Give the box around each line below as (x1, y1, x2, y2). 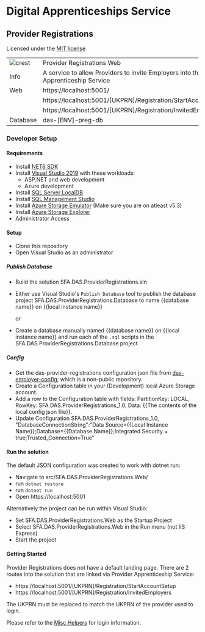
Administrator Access (15, 215, 70, 222)
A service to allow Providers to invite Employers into (42, 68, 191, 77)
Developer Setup (6, 134, 57, 142)
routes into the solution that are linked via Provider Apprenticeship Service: (6, 570, 195, 578)
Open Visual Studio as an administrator (15, 249, 113, 256)
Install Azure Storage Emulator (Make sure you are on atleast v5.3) (15, 202, 182, 209)
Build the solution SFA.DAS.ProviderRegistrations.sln (15, 278, 148, 285)
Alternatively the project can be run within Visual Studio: (6, 505, 148, 512)
